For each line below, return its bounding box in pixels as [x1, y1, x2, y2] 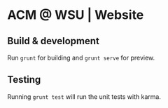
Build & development [7, 35, 99, 47]
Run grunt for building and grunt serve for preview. [7, 53, 155, 62]
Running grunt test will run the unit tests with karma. [7, 92, 161, 101]
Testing [7, 74, 41, 86]
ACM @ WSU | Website [7, 7, 144, 23]
